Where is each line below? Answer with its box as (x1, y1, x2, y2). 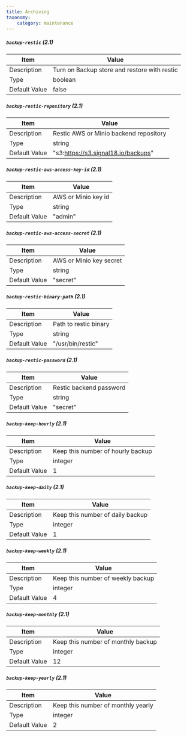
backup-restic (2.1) (6, 39, 54, 46)
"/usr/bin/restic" (53, 339, 98, 348)
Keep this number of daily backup (53, 511, 148, 519)
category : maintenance (17, 20, 74, 26)
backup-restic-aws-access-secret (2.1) (6, 229, 102, 236)
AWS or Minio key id (53, 193, 110, 202)
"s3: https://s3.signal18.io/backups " (53, 149, 154, 157)
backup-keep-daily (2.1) (6, 483, 64, 490)
